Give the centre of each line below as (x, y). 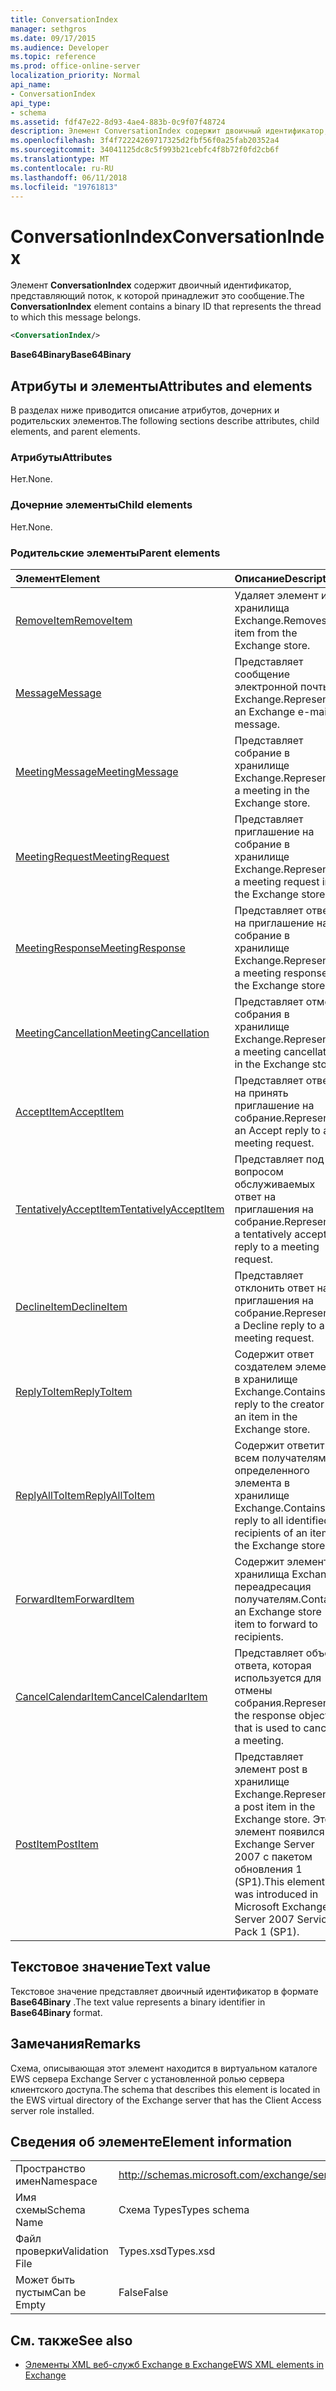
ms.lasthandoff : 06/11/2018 (69, 177)
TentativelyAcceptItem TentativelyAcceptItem (120, 1209)
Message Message (58, 693)
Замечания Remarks (76, 2044)
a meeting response (281, 973)
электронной (266, 686)
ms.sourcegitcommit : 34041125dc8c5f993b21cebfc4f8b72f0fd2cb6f (145, 150)
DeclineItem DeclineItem (71, 1306)
